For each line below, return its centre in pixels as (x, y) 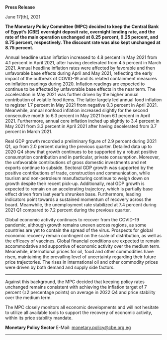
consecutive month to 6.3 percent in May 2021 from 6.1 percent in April (78, 116)
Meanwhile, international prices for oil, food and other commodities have (80, 252)
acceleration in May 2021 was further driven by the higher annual (72, 94)
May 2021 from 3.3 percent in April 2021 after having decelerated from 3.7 (81, 126)
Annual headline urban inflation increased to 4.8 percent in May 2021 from (81, 57)
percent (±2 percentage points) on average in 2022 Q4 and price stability (80, 292)
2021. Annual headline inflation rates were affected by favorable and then (80, 68)
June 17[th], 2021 (23, 17)
